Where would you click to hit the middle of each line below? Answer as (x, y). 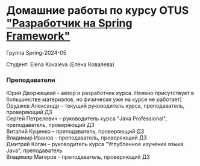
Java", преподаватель (34, 150)
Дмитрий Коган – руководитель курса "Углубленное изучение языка (95, 144)
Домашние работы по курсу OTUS (98, 11)
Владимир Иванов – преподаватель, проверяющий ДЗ (77, 138)
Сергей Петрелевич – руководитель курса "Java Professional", (87, 118)
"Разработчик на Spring (69, 23)
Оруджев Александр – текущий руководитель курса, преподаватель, (95, 106)
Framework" (38, 36)
